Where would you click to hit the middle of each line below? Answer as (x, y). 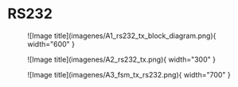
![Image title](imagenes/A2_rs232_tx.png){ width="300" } (122, 59)
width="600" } (51, 43)
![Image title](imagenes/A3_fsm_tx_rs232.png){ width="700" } (129, 74)
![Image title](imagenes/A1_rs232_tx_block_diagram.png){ (122, 36)
